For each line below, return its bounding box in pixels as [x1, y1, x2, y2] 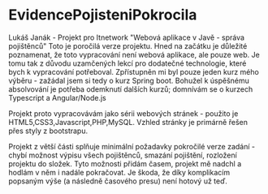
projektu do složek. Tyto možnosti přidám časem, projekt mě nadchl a [8, 158, 242, 168]
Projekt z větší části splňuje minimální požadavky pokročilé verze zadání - [8, 141, 256, 151]
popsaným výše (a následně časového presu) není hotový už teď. [8, 176, 227, 186]
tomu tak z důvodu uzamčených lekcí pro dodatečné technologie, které [8, 58, 247, 68]
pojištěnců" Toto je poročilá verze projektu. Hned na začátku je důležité [8, 41, 248, 50]
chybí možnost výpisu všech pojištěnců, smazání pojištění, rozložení [8, 150, 237, 160]
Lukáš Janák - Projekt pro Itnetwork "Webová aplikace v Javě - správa [8, 32, 245, 42]
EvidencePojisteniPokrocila [8, 6, 197, 24]
